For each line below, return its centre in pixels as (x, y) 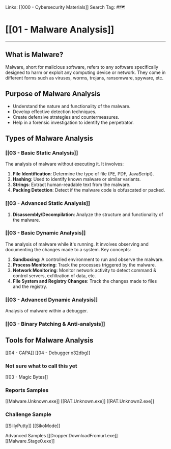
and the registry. (30, 286)
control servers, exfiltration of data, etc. (54, 275)
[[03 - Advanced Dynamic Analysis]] (52, 300)
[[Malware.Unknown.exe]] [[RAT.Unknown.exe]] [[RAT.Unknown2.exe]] (80, 401)
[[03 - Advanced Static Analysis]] (48, 203)
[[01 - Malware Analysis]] (60, 30)
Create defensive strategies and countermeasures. (66, 117)
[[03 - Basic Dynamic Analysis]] (46, 233)
